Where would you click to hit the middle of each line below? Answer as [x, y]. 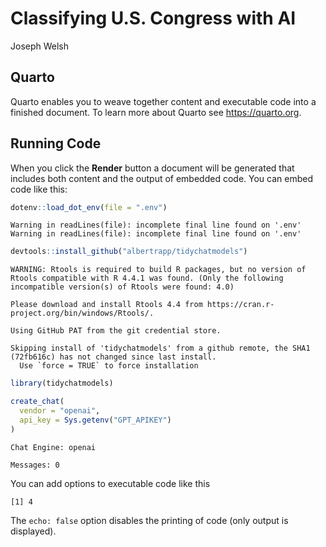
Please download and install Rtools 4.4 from [106, 305]
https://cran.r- [240, 305]
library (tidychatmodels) [62, 383]
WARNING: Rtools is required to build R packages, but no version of [158, 270]
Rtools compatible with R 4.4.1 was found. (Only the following [147, 278]
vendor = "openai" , [60, 411]
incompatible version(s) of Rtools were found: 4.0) [122, 287]
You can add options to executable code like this [110, 483]
